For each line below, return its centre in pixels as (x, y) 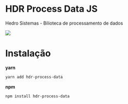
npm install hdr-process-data (38, 96)
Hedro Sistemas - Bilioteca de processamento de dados (64, 23)
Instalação (28, 54)
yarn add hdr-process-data (34, 77)
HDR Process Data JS (51, 9)
